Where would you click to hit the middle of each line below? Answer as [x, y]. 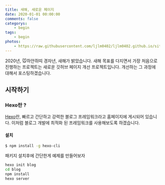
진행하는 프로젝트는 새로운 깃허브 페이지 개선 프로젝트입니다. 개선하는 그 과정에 [81, 67]
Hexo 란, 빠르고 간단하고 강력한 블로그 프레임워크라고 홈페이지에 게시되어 [74, 117]
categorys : [16, 23]
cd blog [13, 170]
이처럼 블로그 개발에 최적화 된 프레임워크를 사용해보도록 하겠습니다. [76, 123]
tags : [11, 32]
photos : [13, 42]
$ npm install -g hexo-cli [33, 146]
